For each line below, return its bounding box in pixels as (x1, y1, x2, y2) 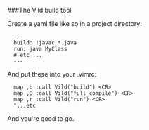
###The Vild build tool (7, 6, 72, 14)
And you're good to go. (7, 115, 74, 122)
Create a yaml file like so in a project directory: (7, 20, 142, 27)
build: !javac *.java (13, 39, 77, 46)
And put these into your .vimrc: (7, 70, 97, 78)
